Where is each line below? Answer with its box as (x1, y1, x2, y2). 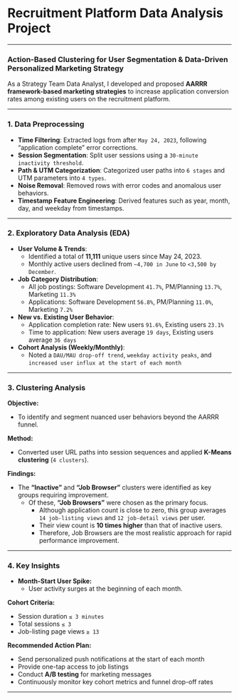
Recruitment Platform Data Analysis (7, 5, 224, 21)
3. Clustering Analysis (7, 382, 86, 392)
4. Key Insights (7, 561, 60, 571)
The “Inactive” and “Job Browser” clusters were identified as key (17, 483, 212, 492)
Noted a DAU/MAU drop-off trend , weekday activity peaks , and (28, 350, 212, 359)
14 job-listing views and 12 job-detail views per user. (38, 514, 206, 522)
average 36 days (28, 335, 77, 344)
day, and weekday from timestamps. (17, 203, 124, 212)
